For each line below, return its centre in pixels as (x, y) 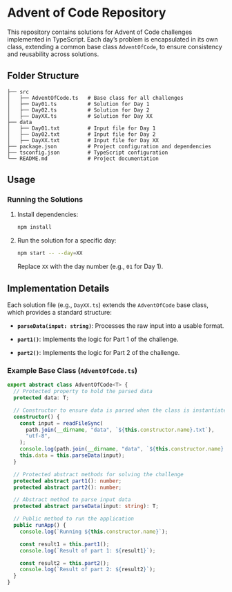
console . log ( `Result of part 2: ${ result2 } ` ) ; (88, 570)
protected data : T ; (41, 398)
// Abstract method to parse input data (72, 500)
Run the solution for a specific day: (67, 241)
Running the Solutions (45, 200)
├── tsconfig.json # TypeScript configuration (88, 153)
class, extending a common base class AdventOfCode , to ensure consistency (115, 46)
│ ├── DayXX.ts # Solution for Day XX (80, 116)
